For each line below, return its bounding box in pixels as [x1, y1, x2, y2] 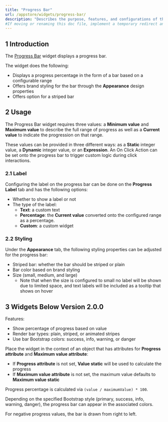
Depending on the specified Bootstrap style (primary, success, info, [5, 396, 144, 402]
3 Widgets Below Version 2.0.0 [5, 303, 104, 311]
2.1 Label [5, 170, 27, 177]
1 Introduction [5, 39, 49, 48]
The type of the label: [12, 202, 57, 208]
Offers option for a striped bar [12, 93, 74, 100]
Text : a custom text [19, 207, 60, 213]
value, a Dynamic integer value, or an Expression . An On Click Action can [5, 147, 157, 153]
